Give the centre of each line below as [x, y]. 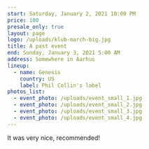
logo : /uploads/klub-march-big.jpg [59, 40]
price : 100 [23, 20]
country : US [37, 79]
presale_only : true [36, 27]
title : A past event [37, 46]
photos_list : [26, 92]
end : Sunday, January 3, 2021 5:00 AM [64, 53]
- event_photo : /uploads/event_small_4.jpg [78, 118]
